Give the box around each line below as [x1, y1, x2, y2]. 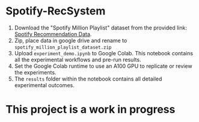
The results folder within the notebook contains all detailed [14, 75, 162, 82]
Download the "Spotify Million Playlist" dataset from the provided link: [14, 24, 188, 31]
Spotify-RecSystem [5, 4, 106, 18]
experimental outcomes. [14, 81, 75, 88]
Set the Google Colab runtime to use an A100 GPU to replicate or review [14, 62, 193, 70]
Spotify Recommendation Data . [14, 30, 92, 37]
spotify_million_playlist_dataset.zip [14, 44, 112, 50]
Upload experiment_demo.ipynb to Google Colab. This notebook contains [14, 49, 194, 56]
